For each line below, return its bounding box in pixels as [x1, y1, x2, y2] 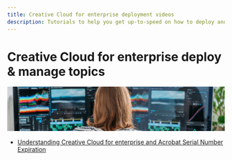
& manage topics [7, 63, 106, 79]
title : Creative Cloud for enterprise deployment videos [7, 11, 175, 18]
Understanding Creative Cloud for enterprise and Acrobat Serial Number [17, 138, 224, 146]
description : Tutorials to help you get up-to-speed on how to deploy [7, 18, 215, 26]
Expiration [17, 145, 46, 153]
